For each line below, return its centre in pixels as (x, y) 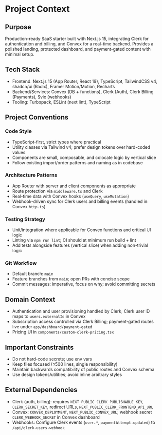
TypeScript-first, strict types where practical (56, 142)
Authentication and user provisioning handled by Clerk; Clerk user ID (81, 311)
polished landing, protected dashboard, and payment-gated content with (78, 49)
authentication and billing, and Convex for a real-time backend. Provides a (79, 44)
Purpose (18, 27)
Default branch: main (33, 274)
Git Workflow (21, 263)
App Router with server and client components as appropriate (74, 186)
